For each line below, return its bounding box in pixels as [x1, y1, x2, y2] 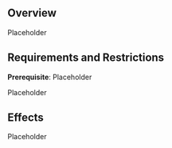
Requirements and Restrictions [7, 51, 165, 65]
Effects [7, 111, 45, 125]
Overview [7, 6, 57, 20]
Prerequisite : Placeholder [7, 72, 92, 82]
